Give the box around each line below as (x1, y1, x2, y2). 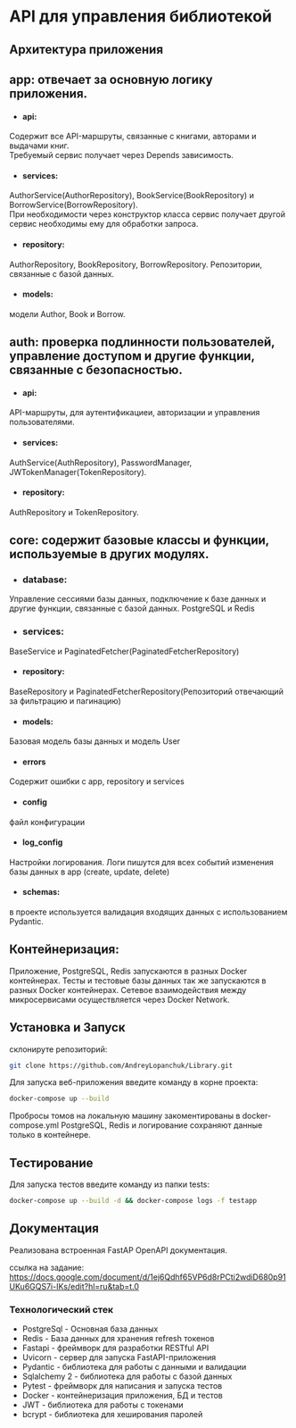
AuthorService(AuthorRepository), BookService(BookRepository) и (9, 190, 254, 201)
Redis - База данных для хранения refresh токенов (21, 1333, 215, 1344)
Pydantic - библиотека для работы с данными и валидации (21, 1362, 247, 1373)
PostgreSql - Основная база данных (21, 1324, 159, 1334)
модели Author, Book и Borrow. (9, 308, 127, 319)
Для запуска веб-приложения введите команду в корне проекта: (9, 1077, 259, 1088)
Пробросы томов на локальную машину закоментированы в (9, 1110, 241, 1122)
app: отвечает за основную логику (9, 71, 213, 87)
